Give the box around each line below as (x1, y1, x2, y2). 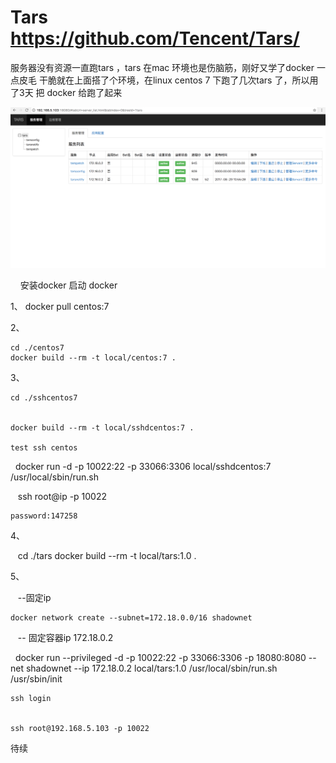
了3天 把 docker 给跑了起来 (10, 86, 123, 98)
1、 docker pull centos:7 (10, 301, 110, 313)
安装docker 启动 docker (19, 279, 118, 291)
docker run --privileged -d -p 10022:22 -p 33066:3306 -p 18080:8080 (14, 652, 307, 664)
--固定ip (17, 592, 52, 604)
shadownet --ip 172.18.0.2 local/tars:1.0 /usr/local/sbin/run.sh (25, 662, 278, 675)
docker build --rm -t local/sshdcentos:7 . (10, 423, 195, 433)
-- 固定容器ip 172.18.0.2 (17, 632, 114, 644)
